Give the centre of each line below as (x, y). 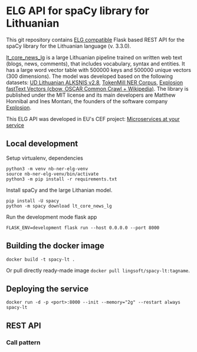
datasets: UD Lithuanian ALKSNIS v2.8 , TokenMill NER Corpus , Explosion (95, 82)
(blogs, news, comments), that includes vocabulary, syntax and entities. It (96, 64)
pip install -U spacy (33, 201)
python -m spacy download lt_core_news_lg (59, 206)
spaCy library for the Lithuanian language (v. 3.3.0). (69, 46)
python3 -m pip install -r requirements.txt (62, 179)
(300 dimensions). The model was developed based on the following (89, 76)
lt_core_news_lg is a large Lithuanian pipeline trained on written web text (94, 57)
